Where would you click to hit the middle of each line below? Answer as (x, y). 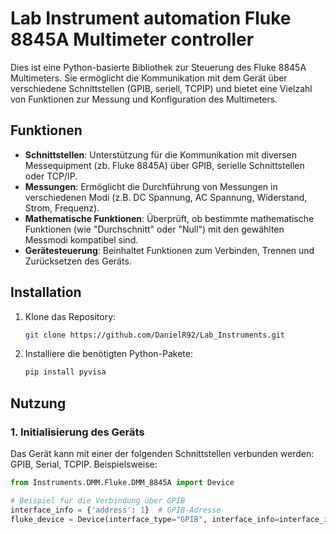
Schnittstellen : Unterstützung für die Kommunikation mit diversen (160, 154)
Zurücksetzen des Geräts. (78, 261)
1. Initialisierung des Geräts (77, 432)
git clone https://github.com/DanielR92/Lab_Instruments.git (155, 335)
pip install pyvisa (65, 372)
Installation (46, 292)
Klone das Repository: (70, 316)
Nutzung (38, 403)
